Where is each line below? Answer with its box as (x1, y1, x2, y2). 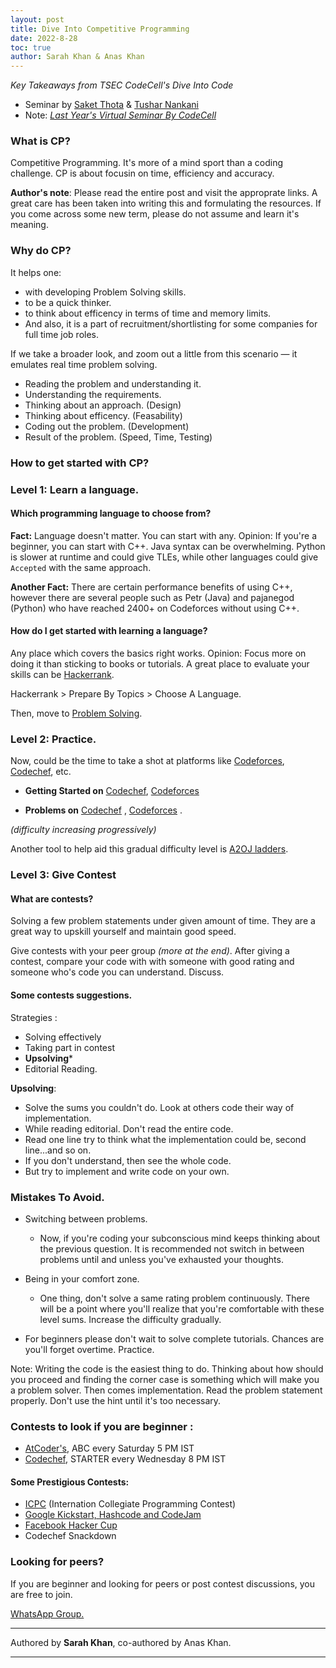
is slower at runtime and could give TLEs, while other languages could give (10, 551, 319, 563)
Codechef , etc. (10, 766, 72, 778)
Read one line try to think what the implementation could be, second (24, 1133, 307, 1145)
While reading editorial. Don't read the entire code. (24, 1122, 234, 1135)
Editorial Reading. (24, 1062, 98, 1075)
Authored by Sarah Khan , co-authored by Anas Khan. (10, 1636, 232, 1648)
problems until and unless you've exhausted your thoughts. (39, 1253, 284, 1265)
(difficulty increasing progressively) (10, 824, 157, 836)
